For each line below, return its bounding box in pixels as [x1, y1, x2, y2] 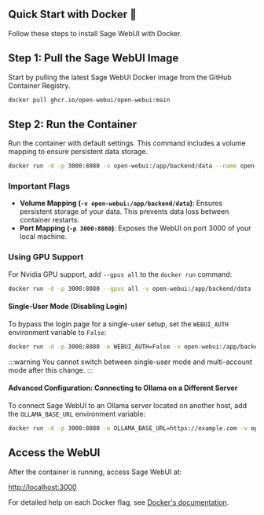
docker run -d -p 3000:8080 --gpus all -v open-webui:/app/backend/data [8, 285, 251, 292]
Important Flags [8, 181, 71, 192]
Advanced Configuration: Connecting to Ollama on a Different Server [8, 383, 238, 393]
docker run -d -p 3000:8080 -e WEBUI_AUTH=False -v [8, 343, 181, 351]
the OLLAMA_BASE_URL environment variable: [8, 409, 146, 418]
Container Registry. [8, 80, 71, 90]
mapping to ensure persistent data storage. [8, 147, 148, 156]
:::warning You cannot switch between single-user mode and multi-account [8, 357, 253, 366]
